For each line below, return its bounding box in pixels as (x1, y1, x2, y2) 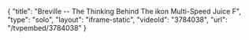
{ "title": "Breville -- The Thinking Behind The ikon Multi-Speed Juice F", (7, 7, 241, 16)
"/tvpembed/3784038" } (7, 24, 87, 32)
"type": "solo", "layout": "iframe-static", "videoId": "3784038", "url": (7, 15, 228, 24)
